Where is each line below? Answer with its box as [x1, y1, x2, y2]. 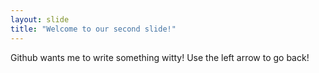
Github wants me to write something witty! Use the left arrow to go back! [10, 51, 310, 63]
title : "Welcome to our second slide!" [10, 24, 177, 34]
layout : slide [10, 14, 70, 25]
